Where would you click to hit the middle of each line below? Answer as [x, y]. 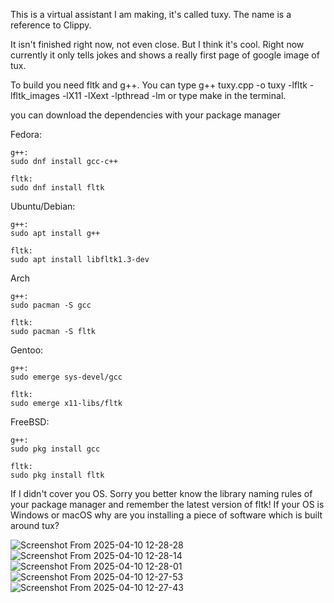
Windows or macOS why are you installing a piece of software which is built [166, 515]
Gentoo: [27, 350]
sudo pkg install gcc [55, 449]
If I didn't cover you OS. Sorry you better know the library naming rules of [161, 493]
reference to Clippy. [51, 25]
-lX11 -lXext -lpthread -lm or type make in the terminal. [174, 95]
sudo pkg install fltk [57, 475]
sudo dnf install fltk [57, 188]
